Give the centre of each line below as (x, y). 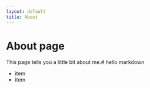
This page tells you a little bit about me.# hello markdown (75, 62)
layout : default (26, 11)
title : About (22, 17)
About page (35, 46)
